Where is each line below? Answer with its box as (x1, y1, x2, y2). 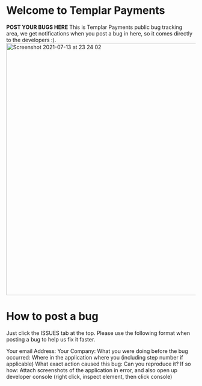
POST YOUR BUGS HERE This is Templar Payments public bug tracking (6, 23, 183, 31)
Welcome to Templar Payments (6, 4, 165, 17)
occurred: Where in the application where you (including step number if (6, 354, 183, 361)
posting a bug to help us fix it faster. (6, 335, 96, 343)
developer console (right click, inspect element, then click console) (6, 373, 173, 380)
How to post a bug (6, 310, 99, 323)
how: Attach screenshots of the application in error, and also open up (6, 366, 178, 373)
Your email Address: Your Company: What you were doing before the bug (6, 347, 188, 355)
